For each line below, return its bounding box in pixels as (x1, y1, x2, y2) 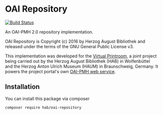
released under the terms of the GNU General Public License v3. (5, 43, 134, 49)
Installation (5, 83, 40, 91)
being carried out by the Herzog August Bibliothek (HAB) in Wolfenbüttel (5, 58, 150, 64)
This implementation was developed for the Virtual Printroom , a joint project (5, 53, 157, 59)
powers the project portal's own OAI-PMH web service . (5, 68, 116, 74)
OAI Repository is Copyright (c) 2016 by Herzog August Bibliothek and (5, 38, 145, 44)
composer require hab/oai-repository (5, 105, 82, 110)
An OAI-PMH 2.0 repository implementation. (5, 29, 93, 35)
